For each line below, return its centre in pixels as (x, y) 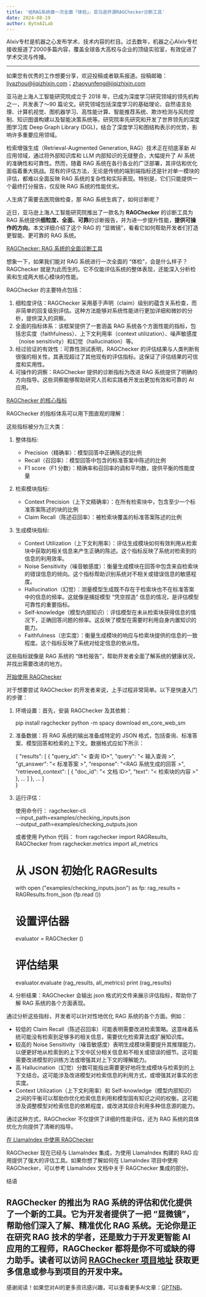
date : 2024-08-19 (29, 18)
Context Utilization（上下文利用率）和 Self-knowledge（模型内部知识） (105, 1091)
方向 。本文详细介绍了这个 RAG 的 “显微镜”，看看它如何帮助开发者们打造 (108, 228)
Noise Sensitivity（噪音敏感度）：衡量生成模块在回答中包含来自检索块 (111, 566)
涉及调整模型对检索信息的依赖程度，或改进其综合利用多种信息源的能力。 (106, 1106)
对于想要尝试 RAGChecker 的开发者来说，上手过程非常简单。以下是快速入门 (102, 690)
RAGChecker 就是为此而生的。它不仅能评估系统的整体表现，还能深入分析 (99, 269)
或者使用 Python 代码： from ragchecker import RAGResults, (92, 837)
